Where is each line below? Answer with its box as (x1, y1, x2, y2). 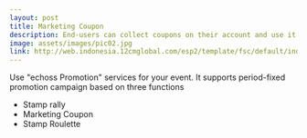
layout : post (9, 13, 59, 23)
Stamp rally (22, 99, 66, 110)
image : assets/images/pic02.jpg (9, 38, 132, 48)
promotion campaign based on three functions (9, 82, 185, 93)
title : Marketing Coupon (9, 22, 104, 31)
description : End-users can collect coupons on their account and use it (9, 30, 297, 39)
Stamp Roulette (22, 119, 81, 130)
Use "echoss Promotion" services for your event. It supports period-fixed (9, 72, 286, 83)
